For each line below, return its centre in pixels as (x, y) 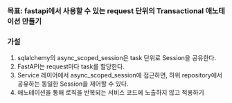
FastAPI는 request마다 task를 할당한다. (71, 66)
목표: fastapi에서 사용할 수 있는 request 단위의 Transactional (106, 10)
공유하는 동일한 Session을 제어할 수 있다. (73, 84)
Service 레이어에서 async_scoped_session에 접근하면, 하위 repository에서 (120, 75)
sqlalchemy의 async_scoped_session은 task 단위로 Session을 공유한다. (117, 58)
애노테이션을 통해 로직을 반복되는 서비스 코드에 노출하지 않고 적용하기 (110, 93)
